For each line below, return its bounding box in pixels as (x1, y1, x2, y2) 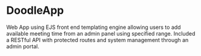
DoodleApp (6, 4, 64, 17)
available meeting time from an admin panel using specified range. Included (6, 30, 196, 37)
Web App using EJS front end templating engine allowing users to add (6, 23, 181, 31)
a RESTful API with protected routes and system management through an (6, 36, 189, 43)
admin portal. (6, 43, 39, 50)
